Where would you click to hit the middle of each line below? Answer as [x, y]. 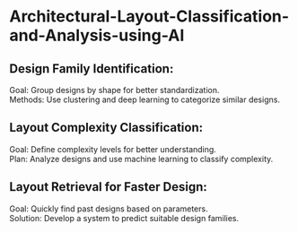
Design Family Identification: [92, 69]
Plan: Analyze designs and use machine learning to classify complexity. [141, 159]
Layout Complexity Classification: [106, 128]
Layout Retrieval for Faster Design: [109, 187]
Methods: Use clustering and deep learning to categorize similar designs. [145, 99]
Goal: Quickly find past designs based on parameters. [109, 209]
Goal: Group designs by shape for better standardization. [114, 90]
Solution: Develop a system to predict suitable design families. [124, 218]
